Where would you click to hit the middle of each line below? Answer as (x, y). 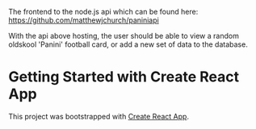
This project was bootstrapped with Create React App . (99, 116)
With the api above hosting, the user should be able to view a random (124, 36)
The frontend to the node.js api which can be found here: (103, 12)
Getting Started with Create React (124, 77)
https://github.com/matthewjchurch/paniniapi (84, 20)
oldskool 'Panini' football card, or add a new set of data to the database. (128, 44)
